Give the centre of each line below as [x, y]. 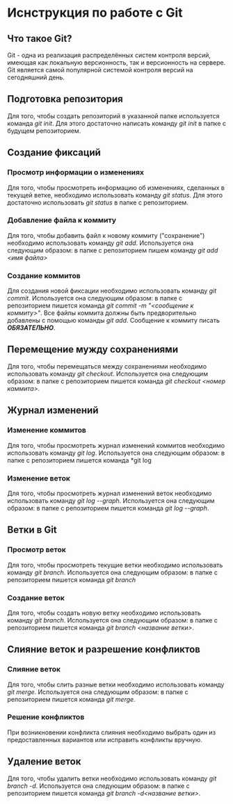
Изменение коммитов [47, 431]
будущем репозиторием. [44, 131]
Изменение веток [39, 478]
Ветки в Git [32, 530]
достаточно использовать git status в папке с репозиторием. [98, 202]
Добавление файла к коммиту [62, 220]
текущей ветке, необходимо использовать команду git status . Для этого [115, 195]
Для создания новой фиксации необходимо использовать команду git [112, 291]
